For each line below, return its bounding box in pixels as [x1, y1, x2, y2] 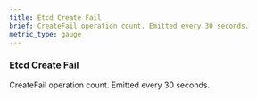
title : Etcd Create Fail [9, 12, 102, 22]
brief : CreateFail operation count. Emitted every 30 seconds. [9, 21, 250, 30]
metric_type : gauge [9, 29, 82, 38]
